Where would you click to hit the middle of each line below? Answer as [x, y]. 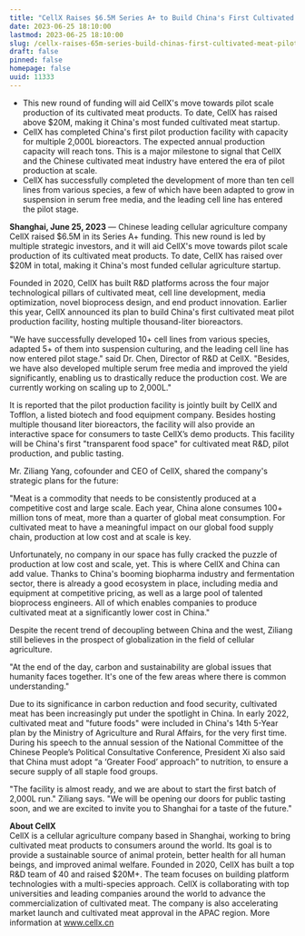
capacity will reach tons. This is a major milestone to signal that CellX [152, 151]
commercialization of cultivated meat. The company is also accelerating [144, 903]
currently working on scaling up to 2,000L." [91, 387]
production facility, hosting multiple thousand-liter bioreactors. [126, 321]
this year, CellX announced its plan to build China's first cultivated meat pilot [152, 312]
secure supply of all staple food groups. [84, 771]
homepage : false [40, 69]
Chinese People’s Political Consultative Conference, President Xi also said [148, 752]
